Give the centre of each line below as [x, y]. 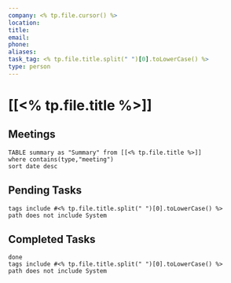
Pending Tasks [45, 191]
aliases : [22, 52]
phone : [19, 45]
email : [19, 37]
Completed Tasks [52, 239]
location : [24, 23]
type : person [29, 67]
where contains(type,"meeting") [61, 159]
